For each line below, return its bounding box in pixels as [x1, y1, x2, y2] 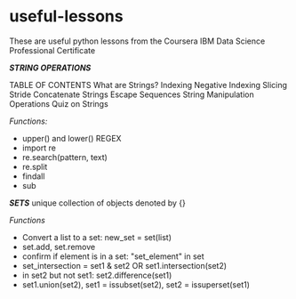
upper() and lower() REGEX [21, 133, 122, 143]
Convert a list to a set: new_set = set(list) [21, 231, 172, 242]
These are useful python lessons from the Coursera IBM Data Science [9, 36, 266, 46]
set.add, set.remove [21, 241, 96, 252]
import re [21, 142, 56, 153]
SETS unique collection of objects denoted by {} [9, 198, 187, 208]
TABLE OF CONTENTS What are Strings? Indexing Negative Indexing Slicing [9, 79, 287, 90]
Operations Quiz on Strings [9, 98, 108, 109]
